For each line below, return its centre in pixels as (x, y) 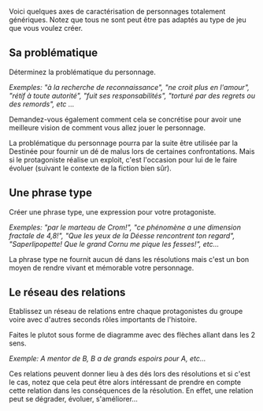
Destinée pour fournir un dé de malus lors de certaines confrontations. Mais (132, 151)
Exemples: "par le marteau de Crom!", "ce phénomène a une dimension (125, 227)
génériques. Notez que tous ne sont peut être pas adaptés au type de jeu (128, 20)
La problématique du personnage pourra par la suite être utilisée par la (124, 143)
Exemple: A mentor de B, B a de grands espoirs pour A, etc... (107, 359)
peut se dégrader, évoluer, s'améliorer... (74, 399)
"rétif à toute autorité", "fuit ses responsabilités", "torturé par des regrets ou (132, 95)
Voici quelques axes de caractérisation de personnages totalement (117, 11)
